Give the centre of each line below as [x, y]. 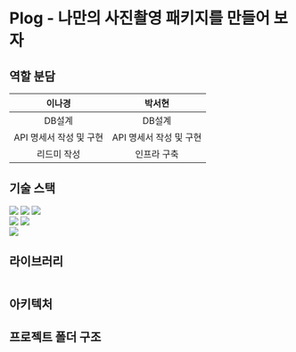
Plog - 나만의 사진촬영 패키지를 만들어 [140, 18]
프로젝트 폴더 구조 [55, 337]
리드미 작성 [59, 154]
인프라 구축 [157, 154]
